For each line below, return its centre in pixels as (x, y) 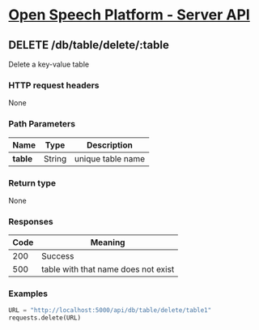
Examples (28, 294)
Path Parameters (42, 124)
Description (110, 145)
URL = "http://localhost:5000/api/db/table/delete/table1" (110, 311)
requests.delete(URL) (45, 318)
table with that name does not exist (108, 269)
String (55, 158)
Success (58, 256)
